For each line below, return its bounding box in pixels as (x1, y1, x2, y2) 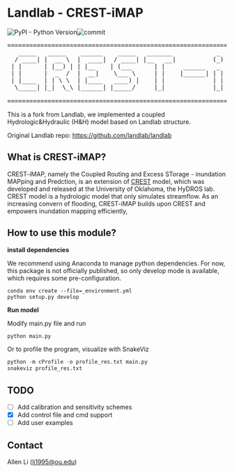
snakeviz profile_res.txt (7, 365, 82, 372)
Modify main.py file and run (7, 319, 86, 327)
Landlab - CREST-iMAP (7, 5, 144, 21)
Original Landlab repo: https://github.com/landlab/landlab (7, 131, 172, 139)
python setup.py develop (7, 293, 79, 300)
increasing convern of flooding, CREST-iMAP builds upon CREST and (7, 199, 205, 208)
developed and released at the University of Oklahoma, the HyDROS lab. (7, 185, 215, 193)
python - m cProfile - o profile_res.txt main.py (7, 359, 148, 366)
